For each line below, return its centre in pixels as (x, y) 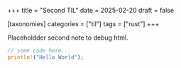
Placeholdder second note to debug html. (68, 38)
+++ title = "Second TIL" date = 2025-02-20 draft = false (91, 10)
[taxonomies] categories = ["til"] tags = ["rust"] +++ (83, 24)
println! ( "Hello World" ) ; (45, 57)
